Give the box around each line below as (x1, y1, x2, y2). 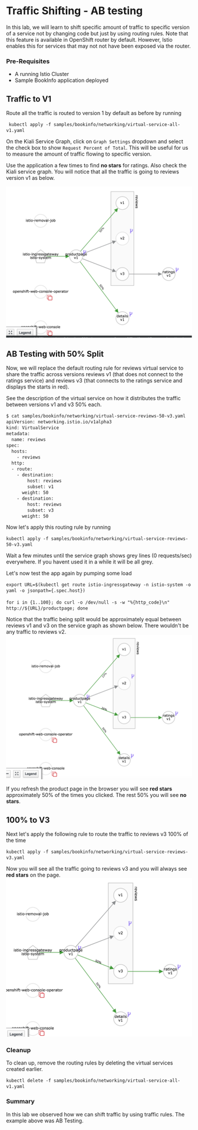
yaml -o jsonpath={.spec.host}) (6, 588, 85, 594)
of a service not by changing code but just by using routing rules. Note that (6, 29, 189, 37)
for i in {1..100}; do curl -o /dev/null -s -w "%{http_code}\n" (6, 599, 170, 605)
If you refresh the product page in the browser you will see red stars (6, 785, 173, 792)
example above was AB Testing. (6, 1117, 84, 1124)
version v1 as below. (6, 174, 55, 182)
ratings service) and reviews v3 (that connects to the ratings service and (6, 377, 183, 384)
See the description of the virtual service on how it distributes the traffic (6, 395, 181, 402)
